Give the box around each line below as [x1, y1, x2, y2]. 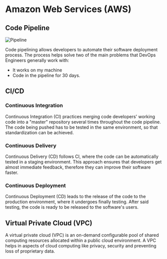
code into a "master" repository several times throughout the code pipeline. [5, 119, 161, 125]
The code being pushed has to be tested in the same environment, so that [5, 124, 158, 130]
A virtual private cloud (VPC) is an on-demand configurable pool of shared [5, 232, 159, 238]
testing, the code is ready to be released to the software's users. [5, 204, 139, 210]
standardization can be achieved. [5, 129, 74, 135]
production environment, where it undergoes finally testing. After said [5, 199, 149, 205]
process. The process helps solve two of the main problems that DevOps [5, 52, 156, 58]
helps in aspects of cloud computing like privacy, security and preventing [5, 243, 156, 249]
